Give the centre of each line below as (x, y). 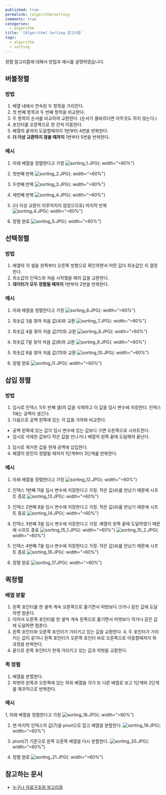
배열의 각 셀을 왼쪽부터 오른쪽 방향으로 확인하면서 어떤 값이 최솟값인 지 (80, 266)
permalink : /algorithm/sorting (37, 14)
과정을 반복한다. (28, 644)
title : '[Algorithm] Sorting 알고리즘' (44, 33)
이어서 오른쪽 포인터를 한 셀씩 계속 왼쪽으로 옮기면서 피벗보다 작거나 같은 (82, 619)
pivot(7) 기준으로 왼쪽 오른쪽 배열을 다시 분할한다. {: (81, 741)
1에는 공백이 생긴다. (31, 414)
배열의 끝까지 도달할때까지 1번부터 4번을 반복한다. (60, 131)
